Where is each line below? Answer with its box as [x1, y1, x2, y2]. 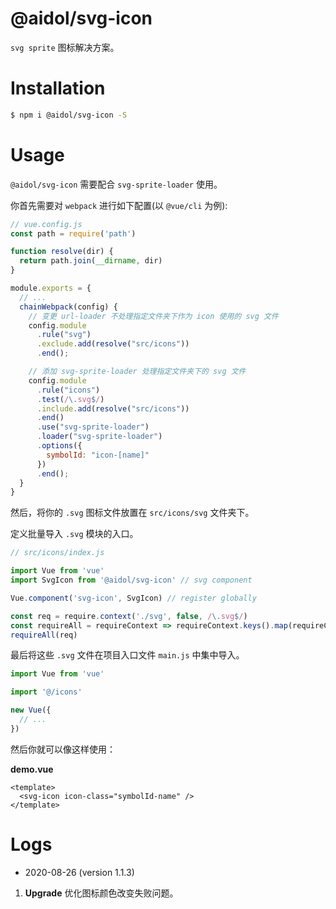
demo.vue [10, 763, 54, 775]
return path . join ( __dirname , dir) [19, 256, 163, 266]
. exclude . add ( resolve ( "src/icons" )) [36, 339, 190, 349]
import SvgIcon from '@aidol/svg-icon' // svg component [10, 575, 253, 586]
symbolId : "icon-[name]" [46, 450, 150, 460]
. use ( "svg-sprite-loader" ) [36, 422, 150, 432]
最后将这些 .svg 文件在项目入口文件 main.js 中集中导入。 [10, 649, 245, 661]
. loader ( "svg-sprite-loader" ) [36, 432, 163, 442]
